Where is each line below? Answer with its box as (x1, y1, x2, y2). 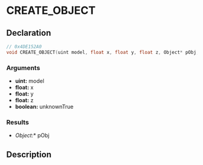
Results (6, 118, 29, 126)
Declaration (6, 28, 52, 38)
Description (6, 149, 52, 160)
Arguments (6, 63, 41, 72)
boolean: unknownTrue (15, 103, 74, 111)
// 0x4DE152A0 (6, 44, 42, 50)
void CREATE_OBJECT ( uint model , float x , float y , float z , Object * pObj (6, 49, 197, 55)
